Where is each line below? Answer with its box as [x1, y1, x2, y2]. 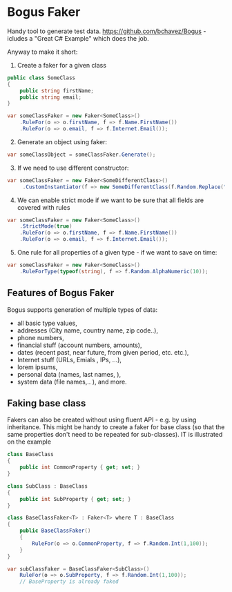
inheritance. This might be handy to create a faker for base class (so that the [7, 423, 225, 431]
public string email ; [19, 94, 81, 101]
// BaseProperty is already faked [19, 578, 119, 585]
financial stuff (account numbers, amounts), [17, 341, 142, 349]
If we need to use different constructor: [17, 164, 129, 172]
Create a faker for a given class [17, 61, 107, 69]
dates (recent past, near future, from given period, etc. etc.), [17, 348, 189, 356]
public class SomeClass [7, 74, 76, 81]
